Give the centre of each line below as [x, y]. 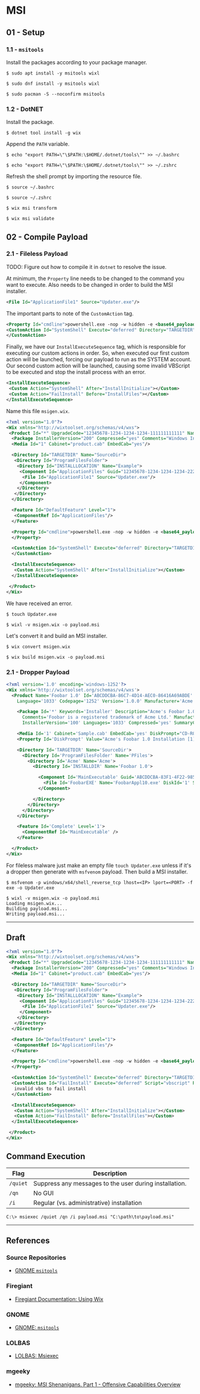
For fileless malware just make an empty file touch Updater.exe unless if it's [99, 865]
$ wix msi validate [30, 219]
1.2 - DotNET [25, 109]
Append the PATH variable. [38, 144]
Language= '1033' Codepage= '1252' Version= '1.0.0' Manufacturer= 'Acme [105, 701]
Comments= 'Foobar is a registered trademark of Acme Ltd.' [96, 717]
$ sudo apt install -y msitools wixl [53, 73]
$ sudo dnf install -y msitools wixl [53, 83]
